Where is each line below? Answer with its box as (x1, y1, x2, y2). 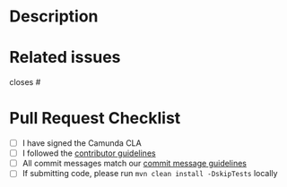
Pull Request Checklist (9, 108, 181, 129)
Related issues (9, 47, 121, 68)
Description (9, 6, 99, 27)
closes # (9, 77, 41, 88)
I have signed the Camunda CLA (22, 138, 142, 149)
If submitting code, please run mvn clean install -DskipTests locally (22, 168, 278, 179)
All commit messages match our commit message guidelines (22, 158, 247, 169)
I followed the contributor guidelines (22, 148, 156, 158)
